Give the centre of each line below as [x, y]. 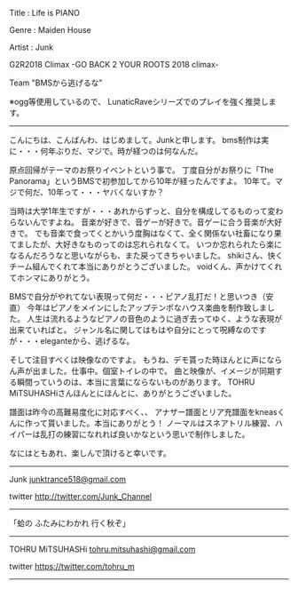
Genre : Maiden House [50, 30]
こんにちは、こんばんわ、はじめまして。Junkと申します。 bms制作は [135, 140]
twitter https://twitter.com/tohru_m [72, 566]
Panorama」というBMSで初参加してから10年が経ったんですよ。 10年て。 [142, 181]
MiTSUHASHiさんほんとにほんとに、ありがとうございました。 [123, 393]
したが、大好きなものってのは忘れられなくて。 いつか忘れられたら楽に [153, 244]
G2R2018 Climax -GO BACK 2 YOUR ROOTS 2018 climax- [114, 64]
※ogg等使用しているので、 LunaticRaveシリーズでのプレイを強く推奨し [139, 102]
